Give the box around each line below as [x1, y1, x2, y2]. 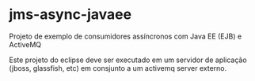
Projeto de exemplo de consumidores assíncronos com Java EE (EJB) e [9, 31, 242, 41]
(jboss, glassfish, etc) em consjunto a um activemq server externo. [9, 63, 227, 72]
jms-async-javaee [9, 6, 132, 24]
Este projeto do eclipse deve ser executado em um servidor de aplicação [9, 55, 248, 64]
